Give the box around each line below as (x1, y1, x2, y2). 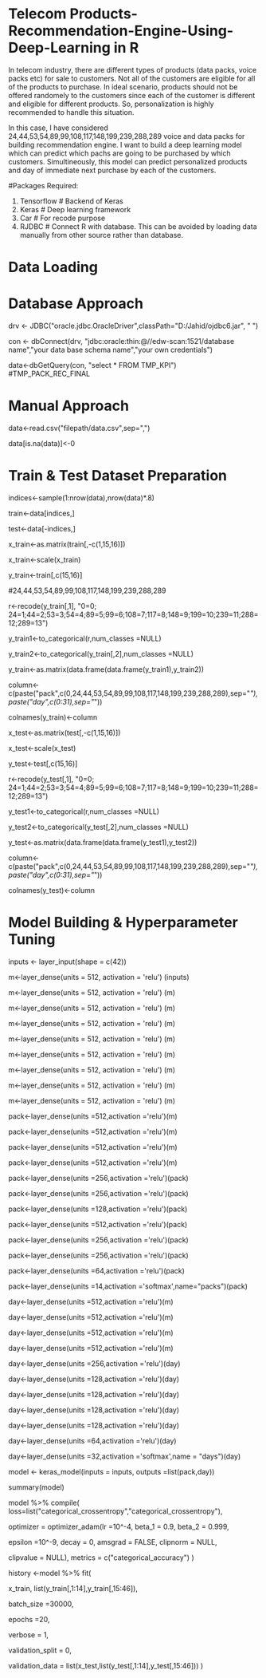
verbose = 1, (8, 1629, 49, 1640)
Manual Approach (8, 397, 130, 415)
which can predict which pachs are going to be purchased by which (8, 148, 231, 158)
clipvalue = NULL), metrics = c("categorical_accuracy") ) (8, 1553, 195, 1562)
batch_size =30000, (8, 1599, 74, 1609)
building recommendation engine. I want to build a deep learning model (8, 140, 242, 149)
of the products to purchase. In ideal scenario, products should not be (8, 81, 238, 92)
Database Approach (8, 294, 143, 313)
